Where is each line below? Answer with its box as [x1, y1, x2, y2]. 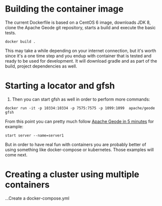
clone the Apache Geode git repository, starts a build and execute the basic [5, 24, 156, 30]
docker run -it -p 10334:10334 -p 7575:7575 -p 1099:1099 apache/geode [5, 105, 155, 110]
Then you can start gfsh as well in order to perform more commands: [12, 96, 150, 102]
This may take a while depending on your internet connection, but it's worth [5, 48, 156, 53]
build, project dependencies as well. [5, 63, 78, 69]
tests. [5, 30, 16, 35]
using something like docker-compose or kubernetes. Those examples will [5, 147, 154, 153]
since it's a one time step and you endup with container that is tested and [5, 52, 152, 59]
